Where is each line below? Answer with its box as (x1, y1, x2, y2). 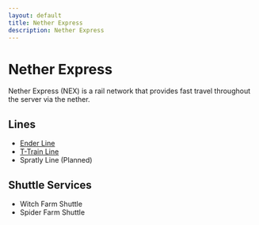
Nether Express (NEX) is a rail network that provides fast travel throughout (8, 86, 251, 96)
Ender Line (19, 139, 55, 148)
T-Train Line (19, 147, 59, 156)
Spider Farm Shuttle (19, 207, 86, 217)
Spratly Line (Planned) (19, 156, 93, 165)
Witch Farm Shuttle (19, 199, 83, 208)
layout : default (8, 11, 62, 20)
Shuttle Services (8, 178, 93, 192)
